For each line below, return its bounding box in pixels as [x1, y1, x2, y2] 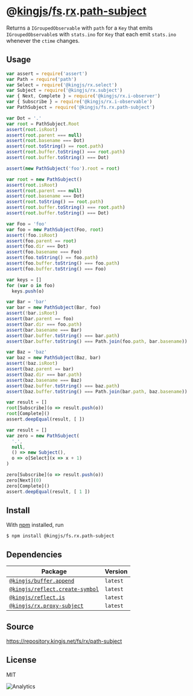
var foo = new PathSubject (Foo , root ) [6, 227, 104, 233]
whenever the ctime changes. [6, 37, 80, 44]
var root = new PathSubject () [6, 176, 83, 182]
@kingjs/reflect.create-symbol [9, 586, 100, 593]
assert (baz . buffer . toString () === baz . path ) [6, 382, 120, 389]
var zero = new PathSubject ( [6, 433, 80, 439]
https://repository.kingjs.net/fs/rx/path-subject [6, 637, 122, 645]
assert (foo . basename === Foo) [6, 249, 83, 255]
